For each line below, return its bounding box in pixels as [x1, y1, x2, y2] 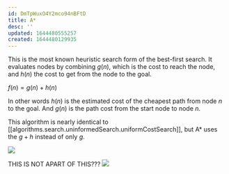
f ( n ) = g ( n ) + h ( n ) [8, 84, 58, 92]
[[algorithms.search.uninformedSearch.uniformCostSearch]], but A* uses [8, 125, 218, 134]
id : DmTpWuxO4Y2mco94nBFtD [8, 10, 86, 17]
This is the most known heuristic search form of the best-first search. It [8, 55, 212, 63]
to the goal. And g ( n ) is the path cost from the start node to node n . [8, 104, 201, 113]
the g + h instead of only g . [8, 133, 86, 141]
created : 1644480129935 [8, 36, 77, 43]
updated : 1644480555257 [8, 29, 77, 37]
